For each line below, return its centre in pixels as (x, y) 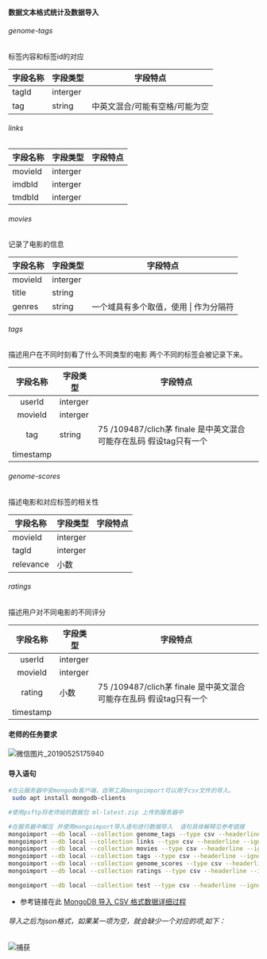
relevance (31, 564)
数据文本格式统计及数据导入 (54, 12)
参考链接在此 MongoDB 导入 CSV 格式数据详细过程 (103, 901)
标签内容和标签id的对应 (46, 56)
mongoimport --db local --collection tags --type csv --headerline (122, 857)
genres (25, 307)
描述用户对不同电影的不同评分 (57, 612)
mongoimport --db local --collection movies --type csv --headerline (126, 849)
